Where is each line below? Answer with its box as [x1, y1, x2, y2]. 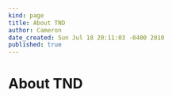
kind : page [8, 11, 44, 20]
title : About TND [8, 19, 66, 27]
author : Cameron [8, 26, 62, 34]
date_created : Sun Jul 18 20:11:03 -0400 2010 [8, 33, 165, 42]
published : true [8, 41, 62, 49]
